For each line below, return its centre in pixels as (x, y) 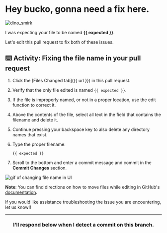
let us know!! (18, 207)
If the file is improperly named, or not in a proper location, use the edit (84, 100)
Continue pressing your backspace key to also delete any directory (81, 129)
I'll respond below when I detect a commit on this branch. (83, 225)
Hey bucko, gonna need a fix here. (77, 9)
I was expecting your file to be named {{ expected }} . (60, 32)
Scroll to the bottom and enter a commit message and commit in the (82, 163)
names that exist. (30, 134)
